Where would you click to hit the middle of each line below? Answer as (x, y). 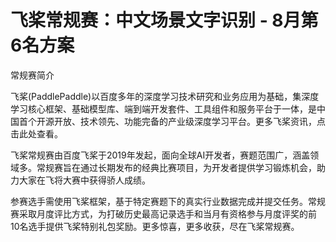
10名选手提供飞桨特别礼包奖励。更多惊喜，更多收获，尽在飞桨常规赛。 (155, 226)
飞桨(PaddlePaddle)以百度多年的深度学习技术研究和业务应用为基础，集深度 (165, 96)
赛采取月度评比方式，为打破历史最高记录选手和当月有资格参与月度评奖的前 (163, 213)
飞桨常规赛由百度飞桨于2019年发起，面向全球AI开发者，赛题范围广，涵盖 (160, 155)
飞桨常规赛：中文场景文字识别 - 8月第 (164, 20)
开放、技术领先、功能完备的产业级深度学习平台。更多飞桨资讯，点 (189, 121)
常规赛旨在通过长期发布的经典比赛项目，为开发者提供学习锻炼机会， (176, 167)
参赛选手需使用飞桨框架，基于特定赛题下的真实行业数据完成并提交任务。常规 (168, 201)
